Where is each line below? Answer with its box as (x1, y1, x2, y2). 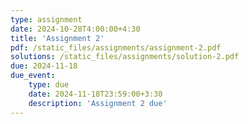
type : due (28, 80, 70, 90)
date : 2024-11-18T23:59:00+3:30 (28, 89, 163, 99)
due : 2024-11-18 (10, 61, 78, 71)
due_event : (10, 71, 56, 81)
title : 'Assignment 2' (10, 33, 105, 43)
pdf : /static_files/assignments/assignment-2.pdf (10, 42, 222, 53)
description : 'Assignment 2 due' (28, 98, 168, 108)
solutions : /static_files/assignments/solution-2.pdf (10, 52, 240, 62)
